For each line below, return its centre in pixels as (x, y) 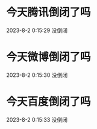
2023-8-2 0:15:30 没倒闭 (37, 75)
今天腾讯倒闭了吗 (49, 12)
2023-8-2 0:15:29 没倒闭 (37, 30)
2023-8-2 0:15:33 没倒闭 (37, 119)
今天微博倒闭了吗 (49, 57)
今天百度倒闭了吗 (49, 102)
